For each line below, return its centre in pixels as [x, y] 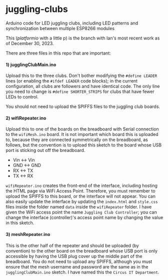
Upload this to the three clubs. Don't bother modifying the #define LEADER [81, 75]
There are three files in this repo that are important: [58, 53]
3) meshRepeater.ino [28, 234]
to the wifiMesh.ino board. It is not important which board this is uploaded [82, 134]
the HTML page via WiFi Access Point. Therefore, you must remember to [80, 191]
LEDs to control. [22, 97]
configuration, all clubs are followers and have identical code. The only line [83, 86]
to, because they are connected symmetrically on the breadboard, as [77, 140]
